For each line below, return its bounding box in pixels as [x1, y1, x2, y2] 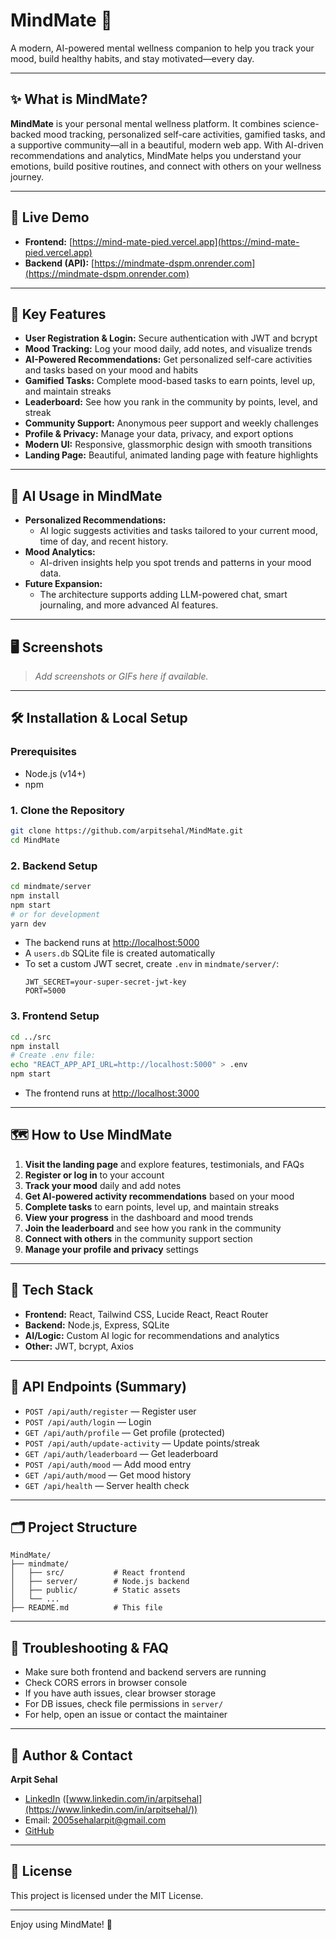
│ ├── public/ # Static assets [10, 1585, 182, 1596]
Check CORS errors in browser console [24, 1677, 188, 1689]
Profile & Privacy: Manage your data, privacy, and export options [24, 428, 294, 440]
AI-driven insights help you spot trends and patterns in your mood [39, 557, 312, 569]
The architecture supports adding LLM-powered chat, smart [39, 589, 288, 601]
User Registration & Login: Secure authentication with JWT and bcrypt [24, 332, 318, 344]
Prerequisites [10, 745, 77, 759]
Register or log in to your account [24, 1169, 165, 1181]
